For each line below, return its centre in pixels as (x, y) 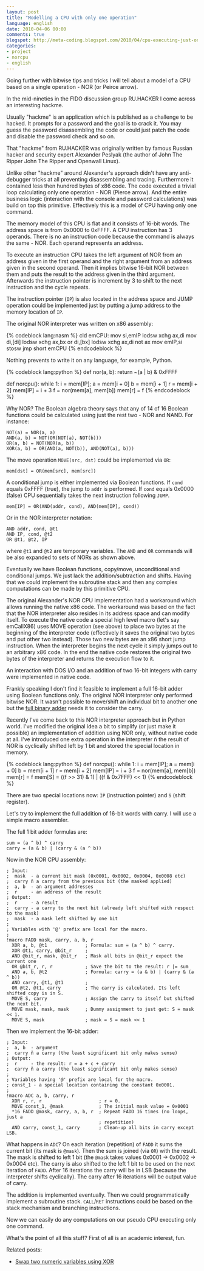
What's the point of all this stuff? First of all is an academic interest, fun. (96, 1238)
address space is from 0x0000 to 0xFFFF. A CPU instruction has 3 (90, 230)
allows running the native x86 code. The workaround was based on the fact (101, 607)
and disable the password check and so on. (61, 136)
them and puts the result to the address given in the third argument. (91, 274)
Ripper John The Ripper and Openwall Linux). (63, 161)
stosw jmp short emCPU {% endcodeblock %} (64, 348)
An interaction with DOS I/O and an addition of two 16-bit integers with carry (102, 670)
